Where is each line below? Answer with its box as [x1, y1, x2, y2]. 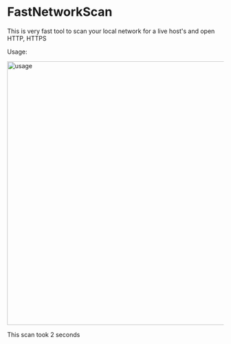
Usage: [7, 47, 27, 56]
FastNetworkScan [7, 4, 113, 20]
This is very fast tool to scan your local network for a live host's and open [7, 27, 215, 35]
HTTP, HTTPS [7, 34, 47, 42]
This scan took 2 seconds [7, 330, 80, 338]
